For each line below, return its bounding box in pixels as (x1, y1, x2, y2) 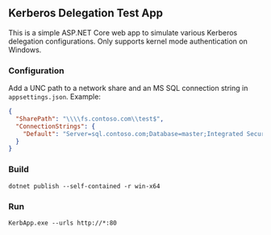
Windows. (8, 44, 42, 55)
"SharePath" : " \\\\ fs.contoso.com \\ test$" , (15, 114, 164, 123)
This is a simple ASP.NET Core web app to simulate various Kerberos (8, 27, 238, 37)
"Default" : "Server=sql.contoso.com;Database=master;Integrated (23, 130, 244, 138)
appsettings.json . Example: (8, 92, 101, 101)
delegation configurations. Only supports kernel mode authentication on (8, 36, 248, 46)
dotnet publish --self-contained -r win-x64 (8, 182, 161, 190)
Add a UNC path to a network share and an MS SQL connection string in (8, 84, 248, 93)
